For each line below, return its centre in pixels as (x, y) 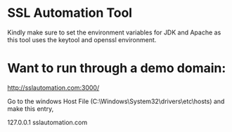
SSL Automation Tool (70, 13)
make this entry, (31, 108)
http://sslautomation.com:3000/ (53, 87)
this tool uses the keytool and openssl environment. (82, 39)
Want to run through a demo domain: (117, 68)
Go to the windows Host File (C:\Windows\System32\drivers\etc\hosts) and (116, 101)
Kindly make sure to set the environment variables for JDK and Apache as (114, 32)
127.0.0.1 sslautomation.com (47, 122)
